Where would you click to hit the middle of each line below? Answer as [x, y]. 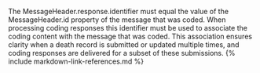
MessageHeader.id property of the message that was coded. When [117, 20]
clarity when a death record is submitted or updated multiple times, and [124, 45]
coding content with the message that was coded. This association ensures [130, 36]
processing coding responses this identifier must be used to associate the [128, 28]
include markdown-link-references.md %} [76, 61]
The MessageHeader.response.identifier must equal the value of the [119, 11]
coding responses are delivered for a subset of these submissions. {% [122, 53]
